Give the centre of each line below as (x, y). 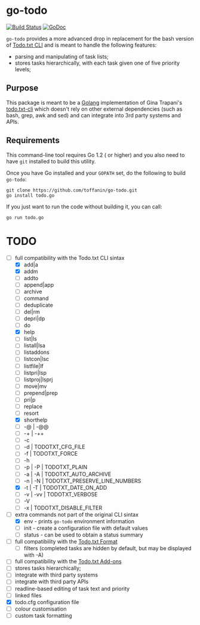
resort (31, 413)
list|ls (30, 339)
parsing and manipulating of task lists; (61, 56)
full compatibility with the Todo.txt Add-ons (68, 562)
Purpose (22, 88)
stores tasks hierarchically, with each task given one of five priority (97, 63)
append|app (39, 284)
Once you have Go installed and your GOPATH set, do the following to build (96, 173)
